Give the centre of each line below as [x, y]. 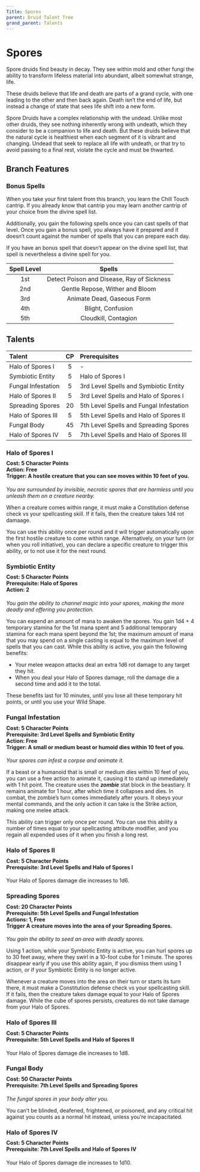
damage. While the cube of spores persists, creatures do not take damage [98, 1001]
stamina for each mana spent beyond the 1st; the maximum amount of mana [100, 634]
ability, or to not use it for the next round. [57, 551]
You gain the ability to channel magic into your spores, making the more [95, 603]
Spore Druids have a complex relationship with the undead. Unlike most [94, 118]
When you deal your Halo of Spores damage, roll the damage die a [97, 678]
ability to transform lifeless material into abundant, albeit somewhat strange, [100, 76]
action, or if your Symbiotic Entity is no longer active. [71, 970]
